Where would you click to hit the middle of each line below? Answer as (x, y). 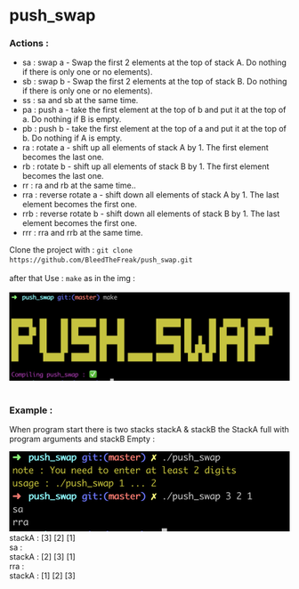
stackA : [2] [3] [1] (42, 557)
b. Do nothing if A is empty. (72, 138)
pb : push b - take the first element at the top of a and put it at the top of (154, 129)
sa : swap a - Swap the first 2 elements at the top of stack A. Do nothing (154, 62)
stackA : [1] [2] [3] (42, 576)
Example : (31, 410)
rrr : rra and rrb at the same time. (83, 233)
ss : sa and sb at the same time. (80, 101)
